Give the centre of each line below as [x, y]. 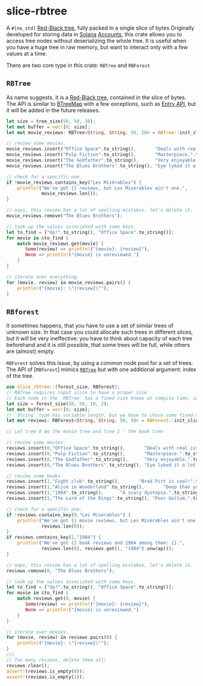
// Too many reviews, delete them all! [56, 660]
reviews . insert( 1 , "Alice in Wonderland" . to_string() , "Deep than [98, 487]
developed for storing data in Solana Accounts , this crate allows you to [94, 34]
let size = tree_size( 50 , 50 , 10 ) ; [51, 121]
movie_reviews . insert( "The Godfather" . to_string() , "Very [88, 160]
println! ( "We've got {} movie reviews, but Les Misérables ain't [101, 520]
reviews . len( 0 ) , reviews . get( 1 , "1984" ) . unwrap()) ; [108, 549]
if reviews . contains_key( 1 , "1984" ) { [54, 537]
